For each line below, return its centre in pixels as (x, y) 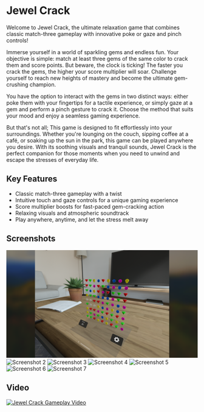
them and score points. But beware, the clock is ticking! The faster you (95, 65)
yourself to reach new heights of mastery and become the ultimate (90, 78)
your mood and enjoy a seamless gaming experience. (73, 116)
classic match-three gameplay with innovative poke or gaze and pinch (94, 33)
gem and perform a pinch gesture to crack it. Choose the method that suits (100, 109)
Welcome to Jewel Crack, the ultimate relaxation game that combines (93, 27)
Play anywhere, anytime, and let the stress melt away (82, 219)
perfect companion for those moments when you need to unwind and (93, 153)
